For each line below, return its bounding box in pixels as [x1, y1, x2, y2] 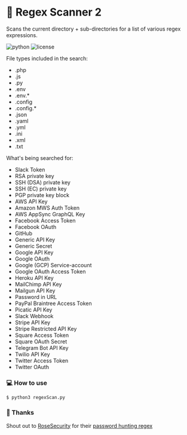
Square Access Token [14, 331, 69, 339]
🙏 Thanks [6, 409, 35, 417]
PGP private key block [14, 191, 70, 198]
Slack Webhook [14, 312, 54, 319]
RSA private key [14, 172, 55, 179]
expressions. [6, 31, 38, 38]
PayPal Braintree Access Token [14, 300, 92, 307]
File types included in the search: [6, 55, 88, 62]
